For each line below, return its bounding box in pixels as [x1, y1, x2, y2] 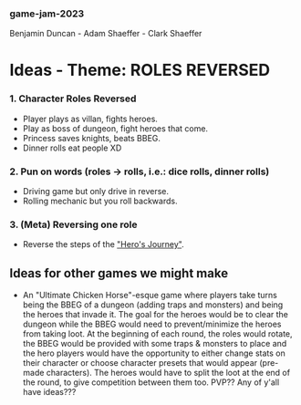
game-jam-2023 [9, 7, 85, 20]
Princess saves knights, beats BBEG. [22, 132, 161, 143]
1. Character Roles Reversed [9, 92, 137, 105]
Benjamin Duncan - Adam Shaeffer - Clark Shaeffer [9, 28, 202, 39]
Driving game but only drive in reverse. [22, 186, 170, 197]
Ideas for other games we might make [9, 265, 229, 281]
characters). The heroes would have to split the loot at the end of [46, 368, 290, 379]
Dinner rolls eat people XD [22, 142, 122, 153]
